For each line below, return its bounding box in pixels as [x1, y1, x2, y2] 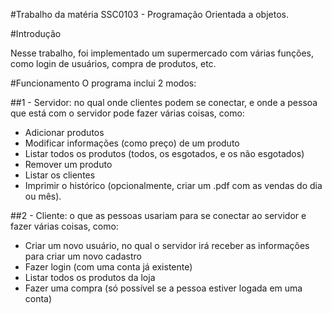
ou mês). [24, 190, 62, 202]
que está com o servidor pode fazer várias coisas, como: [10, 107, 245, 119]
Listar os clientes [24, 169, 96, 181]
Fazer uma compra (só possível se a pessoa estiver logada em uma [24, 282, 303, 294]
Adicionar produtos [24, 127, 105, 138]
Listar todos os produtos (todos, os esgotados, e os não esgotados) [24, 148, 305, 159]
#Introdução [10, 28, 62, 39]
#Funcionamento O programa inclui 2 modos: [10, 77, 197, 89]
